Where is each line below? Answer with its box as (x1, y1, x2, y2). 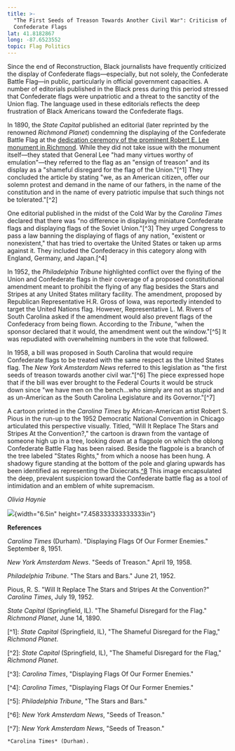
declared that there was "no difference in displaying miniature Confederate (7, 217, 224, 225)
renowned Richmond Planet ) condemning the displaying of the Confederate (7, 128, 226, 136)
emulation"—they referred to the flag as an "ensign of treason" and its (7, 158, 210, 166)
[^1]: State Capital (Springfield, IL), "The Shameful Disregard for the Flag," (7, 627, 221, 636)
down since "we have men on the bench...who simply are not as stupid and (7, 386, 224, 394)
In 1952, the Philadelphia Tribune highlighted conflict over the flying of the (7, 268, 222, 276)
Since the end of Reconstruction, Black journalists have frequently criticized (7, 63, 227, 70)
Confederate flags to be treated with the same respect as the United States (7, 356, 224, 364)
